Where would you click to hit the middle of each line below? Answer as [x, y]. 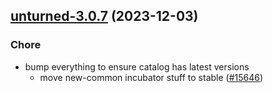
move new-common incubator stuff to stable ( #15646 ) [151, 77]
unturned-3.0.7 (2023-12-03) [104, 16]
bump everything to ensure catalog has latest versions [137, 66]
